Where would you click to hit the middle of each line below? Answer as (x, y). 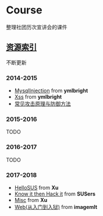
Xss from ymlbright (38, 97)
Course (24, 10)
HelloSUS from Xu (36, 187)
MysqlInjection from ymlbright (51, 90)
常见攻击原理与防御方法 (42, 104)
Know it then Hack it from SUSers (55, 194)
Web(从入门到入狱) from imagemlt (56, 207)
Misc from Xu (31, 200)
